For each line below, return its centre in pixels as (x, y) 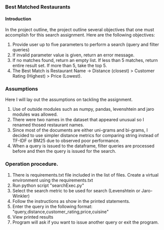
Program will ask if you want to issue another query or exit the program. (85, 222)
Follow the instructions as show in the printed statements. (71, 201)
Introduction (18, 19)
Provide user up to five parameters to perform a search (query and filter (86, 45)
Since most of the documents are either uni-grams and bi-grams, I (80, 130)
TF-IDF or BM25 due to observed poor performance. (66, 141)
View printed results (33, 217)
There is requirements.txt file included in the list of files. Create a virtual (85, 175)
